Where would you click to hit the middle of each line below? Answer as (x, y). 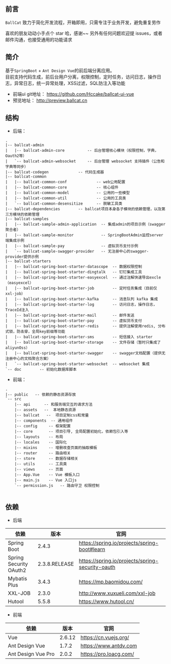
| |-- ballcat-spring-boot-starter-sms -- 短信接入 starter (79, 337)
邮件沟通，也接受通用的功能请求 (39, 39)
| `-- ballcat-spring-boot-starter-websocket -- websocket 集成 (78, 364)
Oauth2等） (16, 156)
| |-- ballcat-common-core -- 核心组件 (62, 187)
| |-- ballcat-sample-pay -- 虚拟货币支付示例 (72, 246)
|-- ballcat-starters (28, 261)
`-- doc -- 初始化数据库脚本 (41, 370)
